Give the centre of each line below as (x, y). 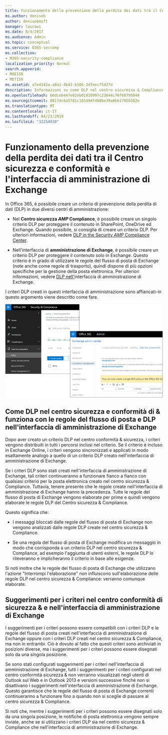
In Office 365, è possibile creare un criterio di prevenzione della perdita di (81, 204)
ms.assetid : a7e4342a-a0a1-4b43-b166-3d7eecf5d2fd (59, 85)
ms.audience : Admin (25, 37)
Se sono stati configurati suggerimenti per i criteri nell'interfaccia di (74, 664)
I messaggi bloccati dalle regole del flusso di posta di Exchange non (82, 522)
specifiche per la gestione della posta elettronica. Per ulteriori (76, 271)
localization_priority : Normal (38, 64)
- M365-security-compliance (34, 58)
